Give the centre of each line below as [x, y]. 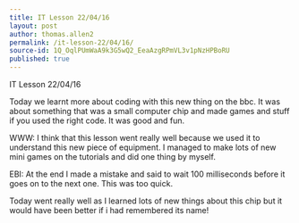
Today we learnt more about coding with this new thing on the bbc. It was [145, 102]
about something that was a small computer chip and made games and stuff [149, 111]
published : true [39, 59]
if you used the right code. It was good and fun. [97, 120]
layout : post [34, 26]
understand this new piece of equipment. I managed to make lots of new [143, 147]
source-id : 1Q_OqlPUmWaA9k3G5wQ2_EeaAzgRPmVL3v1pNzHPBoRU [120, 51]
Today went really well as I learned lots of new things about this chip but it [146, 201]
